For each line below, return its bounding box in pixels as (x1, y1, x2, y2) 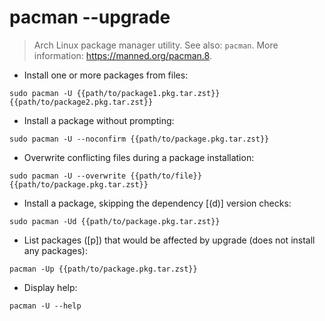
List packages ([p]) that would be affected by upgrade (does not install (23, 234, 316, 246)
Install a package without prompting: (23, 114, 175, 126)
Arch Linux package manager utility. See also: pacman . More (33, 39, 279, 51)
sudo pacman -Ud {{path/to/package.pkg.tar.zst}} (9, 216, 221, 226)
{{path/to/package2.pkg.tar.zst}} (9, 97, 154, 107)
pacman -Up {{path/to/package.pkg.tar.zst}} (9, 264, 198, 274)
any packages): (23, 244, 88, 256)
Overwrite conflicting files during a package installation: (23, 151, 255, 163)
